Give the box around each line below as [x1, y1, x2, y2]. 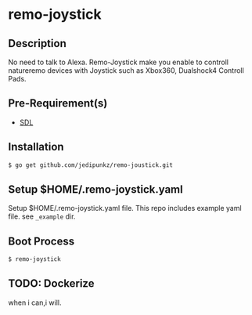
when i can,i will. [8, 298, 62, 307]
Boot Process [8, 234, 75, 248]
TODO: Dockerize [8, 277, 95, 291]
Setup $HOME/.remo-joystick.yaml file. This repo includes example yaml [8, 204, 242, 213]
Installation [8, 140, 64, 154]
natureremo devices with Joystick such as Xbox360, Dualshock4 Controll [8, 66, 244, 75]
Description [8, 37, 67, 50]
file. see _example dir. [8, 212, 76, 221]
